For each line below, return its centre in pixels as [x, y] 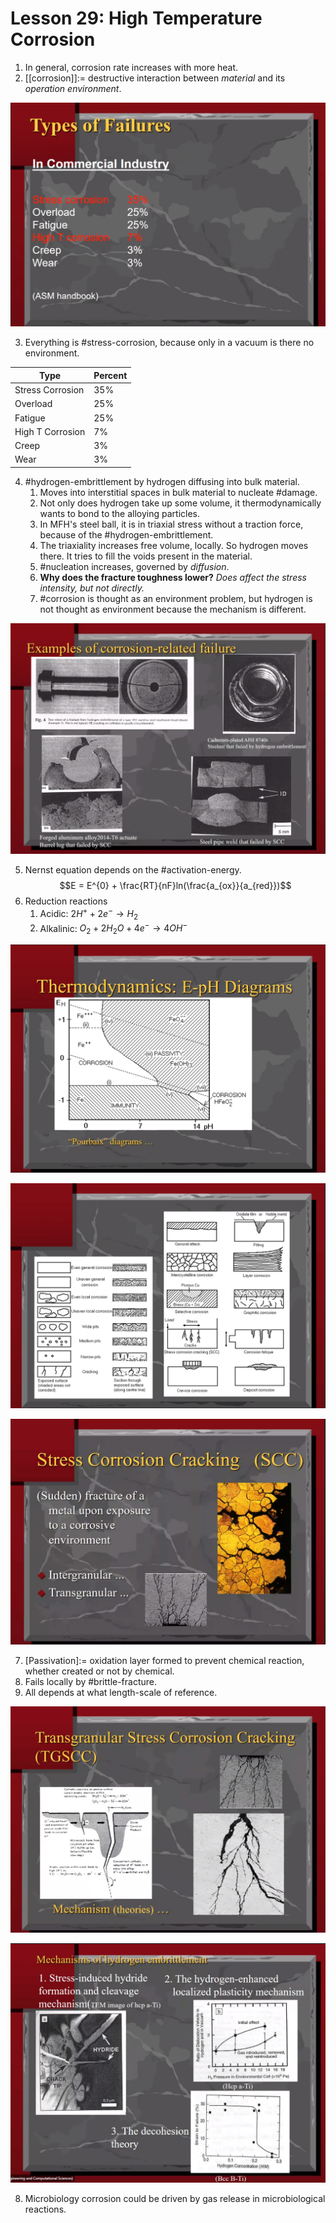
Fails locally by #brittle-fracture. [91, 1682]
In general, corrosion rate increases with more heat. [131, 67]
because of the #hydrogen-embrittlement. [126, 534]
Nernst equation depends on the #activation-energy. [133, 870]
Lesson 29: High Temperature [136, 18]
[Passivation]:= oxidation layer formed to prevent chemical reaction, [164, 1661]
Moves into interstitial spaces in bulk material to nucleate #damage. [178, 492]
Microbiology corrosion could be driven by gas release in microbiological [175, 2199]
